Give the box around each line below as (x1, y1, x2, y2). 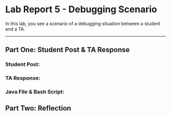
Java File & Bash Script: (5, 88, 65, 96)
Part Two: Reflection (5, 104, 71, 113)
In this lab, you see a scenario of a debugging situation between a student (5, 20, 161, 27)
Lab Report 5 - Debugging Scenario (5, 4, 157, 15)
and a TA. (5, 26, 25, 32)
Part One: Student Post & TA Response (5, 45, 130, 54)
